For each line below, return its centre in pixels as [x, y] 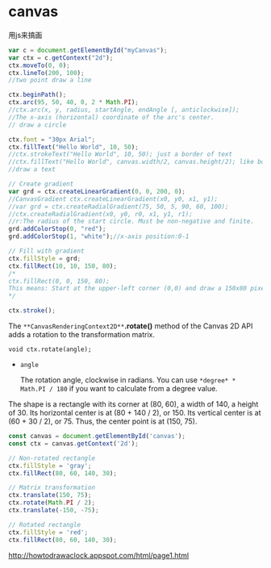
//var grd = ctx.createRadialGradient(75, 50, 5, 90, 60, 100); [119, 207]
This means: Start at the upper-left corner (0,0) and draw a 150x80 [128, 289]
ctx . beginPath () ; [38, 95]
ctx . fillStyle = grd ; [45, 258]
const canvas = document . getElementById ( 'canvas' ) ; [97, 436]
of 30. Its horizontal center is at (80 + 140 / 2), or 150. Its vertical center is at [135, 413]
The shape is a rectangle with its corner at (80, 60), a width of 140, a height [133, 404]
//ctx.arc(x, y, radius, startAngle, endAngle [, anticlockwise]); [124, 110]
